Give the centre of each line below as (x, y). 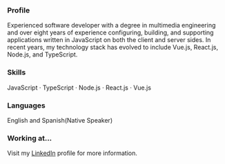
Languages (27, 105)
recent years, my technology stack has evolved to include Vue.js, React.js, (113, 48)
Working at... (30, 138)
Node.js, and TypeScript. (42, 54)
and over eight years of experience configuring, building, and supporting (110, 32)
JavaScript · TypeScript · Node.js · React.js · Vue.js (79, 88)
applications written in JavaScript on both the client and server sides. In (109, 40)
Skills (17, 72)
